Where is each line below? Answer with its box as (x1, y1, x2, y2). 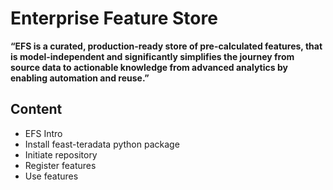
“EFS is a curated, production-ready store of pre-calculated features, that (10, 40, 323, 52)
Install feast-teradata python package (24, 138, 180, 150)
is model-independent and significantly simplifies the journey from (10, 50, 295, 62)
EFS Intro (24, 127, 63, 139)
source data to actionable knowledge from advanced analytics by (10, 61, 288, 73)
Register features (24, 159, 97, 171)
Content (10, 101, 63, 118)
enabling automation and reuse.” (10, 72, 150, 84)
